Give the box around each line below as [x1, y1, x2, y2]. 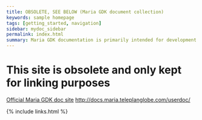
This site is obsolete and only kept [6, 63, 182, 77]
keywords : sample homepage [6, 15, 75, 21]
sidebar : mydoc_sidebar [6, 25, 67, 32]
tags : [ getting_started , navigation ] [6, 20, 102, 26]
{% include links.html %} [6, 107, 68, 115]
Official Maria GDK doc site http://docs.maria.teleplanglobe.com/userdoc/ [6, 96, 191, 103]
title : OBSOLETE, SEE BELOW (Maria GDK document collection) [6, 8, 164, 15]
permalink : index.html [6, 32, 64, 38]
